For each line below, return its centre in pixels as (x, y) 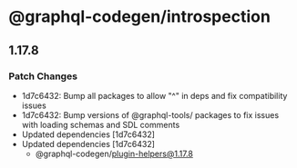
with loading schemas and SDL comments (101, 124)
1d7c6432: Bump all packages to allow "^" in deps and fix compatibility (154, 95)
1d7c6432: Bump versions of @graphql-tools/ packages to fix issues (150, 114)
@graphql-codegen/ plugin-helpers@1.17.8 (114, 153)
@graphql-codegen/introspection (139, 17)
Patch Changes (43, 76)
